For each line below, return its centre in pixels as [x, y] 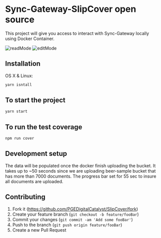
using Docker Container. [30, 39]
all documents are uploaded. [34, 181]
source [20, 20]
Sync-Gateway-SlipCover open [71, 9]
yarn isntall [19, 85]
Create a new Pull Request [39, 230]
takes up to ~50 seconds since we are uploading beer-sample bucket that [80, 171]
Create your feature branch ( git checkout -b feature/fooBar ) [76, 214]
